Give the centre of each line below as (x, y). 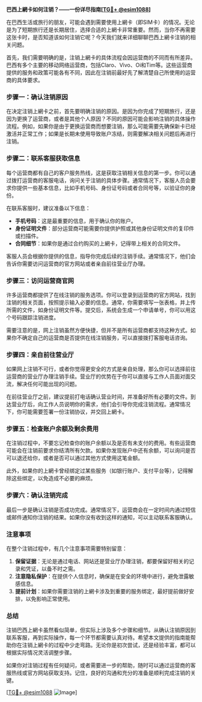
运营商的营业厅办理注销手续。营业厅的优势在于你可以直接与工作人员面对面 (98, 377)
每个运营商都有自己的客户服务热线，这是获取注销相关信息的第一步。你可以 (98, 172)
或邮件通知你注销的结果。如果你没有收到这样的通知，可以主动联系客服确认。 (101, 517)
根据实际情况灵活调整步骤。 (41, 653)
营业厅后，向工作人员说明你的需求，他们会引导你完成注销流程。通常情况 (101, 404)
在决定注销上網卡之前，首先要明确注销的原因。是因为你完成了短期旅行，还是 (101, 111)
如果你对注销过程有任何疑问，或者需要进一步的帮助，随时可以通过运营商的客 (101, 665)
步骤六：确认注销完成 (37, 495)
